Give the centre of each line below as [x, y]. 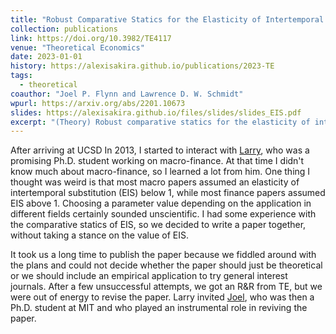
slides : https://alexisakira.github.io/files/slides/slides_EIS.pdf [156, 112]
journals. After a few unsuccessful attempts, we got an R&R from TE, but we [166, 287]
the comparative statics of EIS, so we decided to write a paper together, [158, 225]
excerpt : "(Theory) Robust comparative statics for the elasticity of [160, 122]
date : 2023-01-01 [46, 57]
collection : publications [64, 29]
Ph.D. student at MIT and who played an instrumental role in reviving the [159, 308]
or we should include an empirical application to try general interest [149, 276]
